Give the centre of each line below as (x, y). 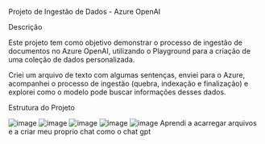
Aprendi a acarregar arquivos (209, 123)
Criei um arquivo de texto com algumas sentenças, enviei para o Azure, (127, 75)
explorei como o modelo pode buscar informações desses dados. (118, 92)
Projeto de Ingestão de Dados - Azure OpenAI (85, 12)
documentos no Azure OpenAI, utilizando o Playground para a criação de (130, 51)
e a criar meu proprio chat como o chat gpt (80, 132)
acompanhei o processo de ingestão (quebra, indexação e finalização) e (128, 84)
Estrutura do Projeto (41, 108)
